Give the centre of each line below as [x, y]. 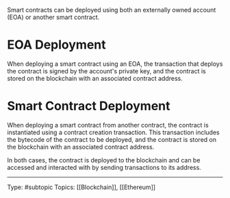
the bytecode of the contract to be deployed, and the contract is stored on [112, 139]
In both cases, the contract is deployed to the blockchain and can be [104, 160]
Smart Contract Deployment [89, 106]
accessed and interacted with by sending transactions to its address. [104, 167]
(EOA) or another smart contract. [53, 17]
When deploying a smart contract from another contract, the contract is [108, 125]
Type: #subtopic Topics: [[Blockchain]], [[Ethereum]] [81, 187]
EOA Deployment [56, 45]
